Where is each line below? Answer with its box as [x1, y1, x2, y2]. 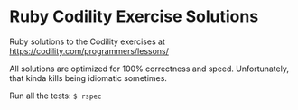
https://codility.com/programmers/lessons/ [9, 45, 170, 56]
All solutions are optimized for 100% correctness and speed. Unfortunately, [9, 63, 289, 74]
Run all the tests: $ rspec [9, 90, 102, 101]
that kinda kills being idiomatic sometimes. [9, 72, 167, 83]
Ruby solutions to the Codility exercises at [9, 36, 165, 47]
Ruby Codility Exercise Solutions [9, 6, 259, 27]
